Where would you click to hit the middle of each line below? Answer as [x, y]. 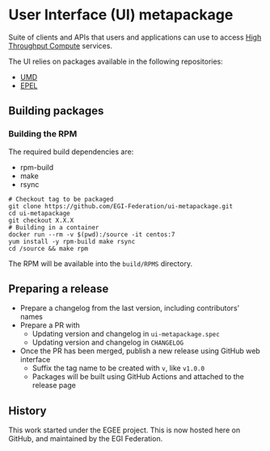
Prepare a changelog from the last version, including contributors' [130, 308]
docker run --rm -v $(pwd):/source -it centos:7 [92, 234]
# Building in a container [54, 228]
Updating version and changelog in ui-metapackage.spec [126, 334]
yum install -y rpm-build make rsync [72, 241]
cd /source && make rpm [49, 248]
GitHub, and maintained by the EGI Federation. [86, 439]
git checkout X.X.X [41, 220]
